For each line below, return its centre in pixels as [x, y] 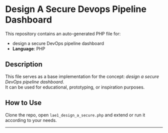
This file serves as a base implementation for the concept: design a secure [82, 76]
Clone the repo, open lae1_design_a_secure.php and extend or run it [75, 115]
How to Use [23, 103]
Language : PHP [29, 48]
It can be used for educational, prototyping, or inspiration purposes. [75, 87]
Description [24, 64]
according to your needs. [31, 120]
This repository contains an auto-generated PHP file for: [63, 33]
